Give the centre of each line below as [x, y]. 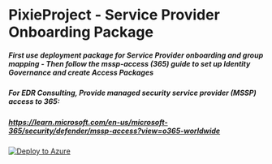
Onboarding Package [81, 32]
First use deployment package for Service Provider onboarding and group [136, 55]
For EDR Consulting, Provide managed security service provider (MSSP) [133, 93]
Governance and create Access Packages [81, 72]
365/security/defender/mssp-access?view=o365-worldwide [114, 131]
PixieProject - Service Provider [114, 15]
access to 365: [34, 101]
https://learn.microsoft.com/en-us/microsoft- [88, 122]
